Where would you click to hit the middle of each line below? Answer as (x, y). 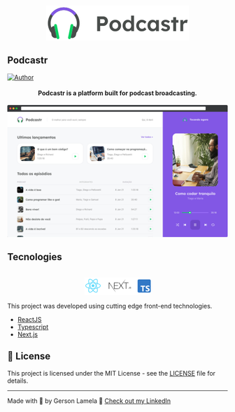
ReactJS (29, 320)
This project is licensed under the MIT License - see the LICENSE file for (111, 373)
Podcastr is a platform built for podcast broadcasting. (117, 93)
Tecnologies (35, 257)
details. (18, 381)
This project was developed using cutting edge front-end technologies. (110, 306)
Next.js (28, 334)
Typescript (33, 327)
